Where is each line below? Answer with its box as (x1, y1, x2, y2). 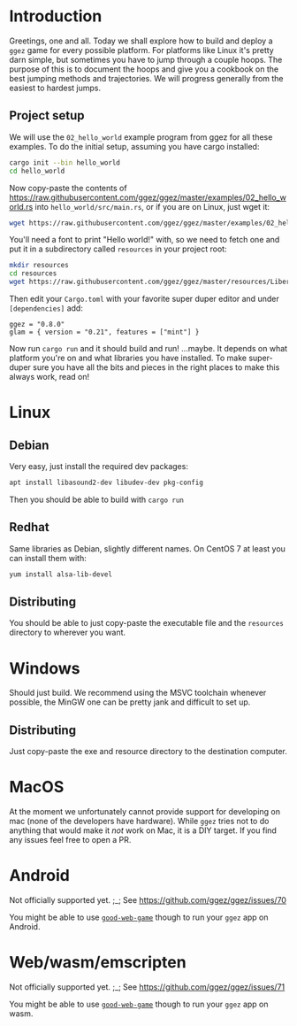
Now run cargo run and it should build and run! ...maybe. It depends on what (9, 343, 288, 353)
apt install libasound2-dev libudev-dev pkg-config (9, 478, 203, 487)
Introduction (9, 6, 103, 27)
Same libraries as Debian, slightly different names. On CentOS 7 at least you (9, 543, 286, 554)
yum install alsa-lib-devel (9, 569, 113, 579)
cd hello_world (9, 166, 65, 175)
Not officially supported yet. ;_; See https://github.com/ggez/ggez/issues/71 (9, 981, 286, 992)
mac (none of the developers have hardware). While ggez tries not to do (9, 816, 270, 827)
